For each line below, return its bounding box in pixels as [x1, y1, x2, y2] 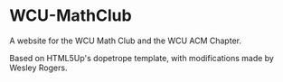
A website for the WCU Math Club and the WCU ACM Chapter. [9, 35, 242, 46]
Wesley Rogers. [9, 62, 68, 73]
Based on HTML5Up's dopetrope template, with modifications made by [9, 52, 274, 63]
